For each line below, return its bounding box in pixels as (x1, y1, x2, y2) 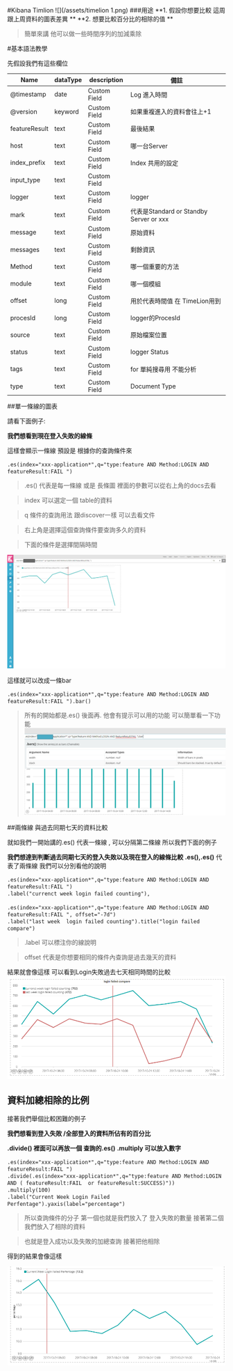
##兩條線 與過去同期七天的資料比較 (7, 824, 108, 832)
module (10, 279, 33, 288)
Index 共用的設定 (130, 159, 179, 167)
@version (10, 107, 37, 116)
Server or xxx (130, 214, 169, 223)
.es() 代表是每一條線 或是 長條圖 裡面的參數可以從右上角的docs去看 (24, 481, 216, 489)
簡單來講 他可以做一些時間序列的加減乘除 (24, 30, 142, 38)
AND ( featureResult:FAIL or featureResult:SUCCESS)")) (7, 1180, 175, 1186)
